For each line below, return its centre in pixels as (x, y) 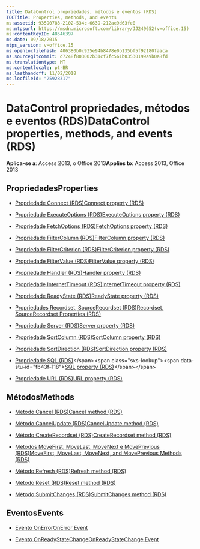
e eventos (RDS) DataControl (78, 121)
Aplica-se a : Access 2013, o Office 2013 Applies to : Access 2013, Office (95, 163)
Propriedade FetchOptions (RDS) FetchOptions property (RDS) (91, 226)
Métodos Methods (41, 397)
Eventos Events (35, 513)
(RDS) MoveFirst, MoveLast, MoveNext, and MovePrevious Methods (98, 453)
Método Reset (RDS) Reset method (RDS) (65, 482)
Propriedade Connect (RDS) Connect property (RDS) (79, 203)
